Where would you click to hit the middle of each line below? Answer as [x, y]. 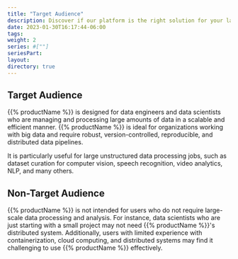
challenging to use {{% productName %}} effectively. [85, 248]
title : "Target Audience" [45, 14]
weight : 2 [22, 40]
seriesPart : [25, 54]
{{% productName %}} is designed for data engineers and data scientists [114, 112]
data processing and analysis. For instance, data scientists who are [123, 218]
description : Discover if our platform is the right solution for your [115, 21]
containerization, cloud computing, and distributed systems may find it [110, 241]
